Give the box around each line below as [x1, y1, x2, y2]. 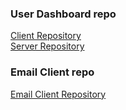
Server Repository [10, 40, 85, 52]
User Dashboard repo [10, 7, 117, 21]
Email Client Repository [10, 88, 107, 100]
